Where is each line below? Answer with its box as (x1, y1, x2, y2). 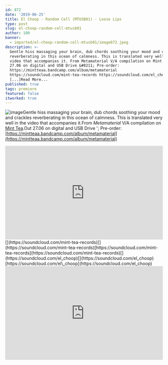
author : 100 (5, 30, 30, 35)
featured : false (5, 91, 39, 96)
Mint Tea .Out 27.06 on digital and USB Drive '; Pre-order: (5, 125, 122, 131)
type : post (5, 21, 28, 26)
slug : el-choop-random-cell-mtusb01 (5, 26, 81, 31)
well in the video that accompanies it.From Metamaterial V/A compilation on (5, 120, 161, 126)
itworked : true (5, 95, 37, 100)
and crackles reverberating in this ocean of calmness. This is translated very (5, 114, 163, 120)
